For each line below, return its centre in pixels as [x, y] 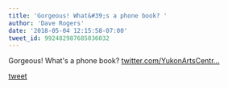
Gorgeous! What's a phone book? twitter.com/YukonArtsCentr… [114, 61]
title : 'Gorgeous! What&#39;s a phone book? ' [88, 16]
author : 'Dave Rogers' [46, 23]
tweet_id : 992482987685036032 [59, 38]
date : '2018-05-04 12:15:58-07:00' [68, 30]
